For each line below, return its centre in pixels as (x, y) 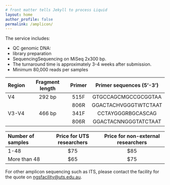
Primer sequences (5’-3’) (127, 85)
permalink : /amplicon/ (29, 24)
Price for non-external (132, 136)
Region (16, 85)
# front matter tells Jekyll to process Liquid (56, 10)
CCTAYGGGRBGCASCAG (127, 113)
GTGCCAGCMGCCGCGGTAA (127, 97)
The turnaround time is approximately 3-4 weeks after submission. (82, 64)
